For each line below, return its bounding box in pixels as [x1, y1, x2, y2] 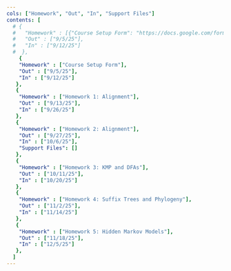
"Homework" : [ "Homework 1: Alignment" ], [19, 94, 139, 101]
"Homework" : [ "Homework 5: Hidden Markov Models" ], [19, 228, 174, 235]
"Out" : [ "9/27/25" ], [19, 132, 81, 139]
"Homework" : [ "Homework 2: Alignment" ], [19, 126, 139, 132]
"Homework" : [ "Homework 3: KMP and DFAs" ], [19, 163, 149, 171]
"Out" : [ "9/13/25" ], [19, 100, 81, 107]
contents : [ [6, 17, 41, 23]
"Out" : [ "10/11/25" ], [19, 170, 84, 177]
